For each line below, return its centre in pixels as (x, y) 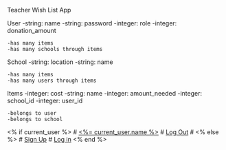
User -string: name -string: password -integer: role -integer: (92, 23)
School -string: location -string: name (60, 62)
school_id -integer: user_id (45, 100)
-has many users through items (52, 81)
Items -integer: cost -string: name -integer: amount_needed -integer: (105, 93)
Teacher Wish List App (39, 10)
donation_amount (32, 31)
